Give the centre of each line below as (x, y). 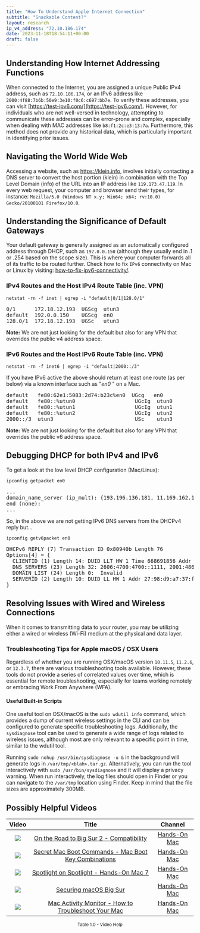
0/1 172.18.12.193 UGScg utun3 (63, 309)
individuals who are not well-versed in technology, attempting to (85, 112)
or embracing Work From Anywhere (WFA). (59, 687)
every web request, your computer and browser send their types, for (90, 190)
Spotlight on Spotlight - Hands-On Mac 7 (90, 872)
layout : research (28, 23)
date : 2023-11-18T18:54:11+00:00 (48, 34)
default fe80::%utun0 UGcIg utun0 (89, 401)
